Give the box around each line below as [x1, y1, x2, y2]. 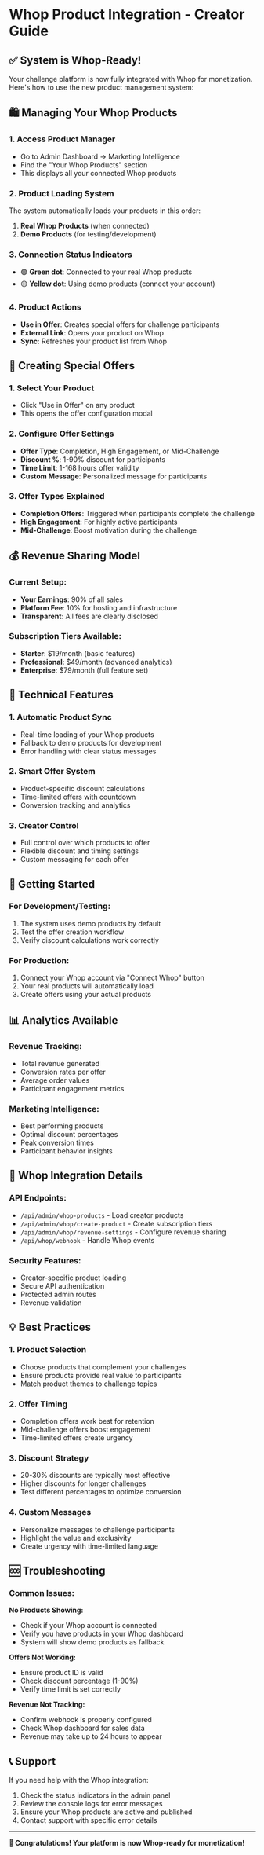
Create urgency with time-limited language [20, 1542, 159, 1551]
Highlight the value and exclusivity [20, 1533, 132, 1542]
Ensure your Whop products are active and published [20, 1807, 193, 1817]
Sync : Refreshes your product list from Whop [20, 336, 168, 346]
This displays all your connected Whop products [20, 168, 177, 178]
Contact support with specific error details [20, 1816, 157, 1825]
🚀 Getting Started [9, 878, 96, 891]
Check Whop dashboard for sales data [20, 1723, 146, 1733]
